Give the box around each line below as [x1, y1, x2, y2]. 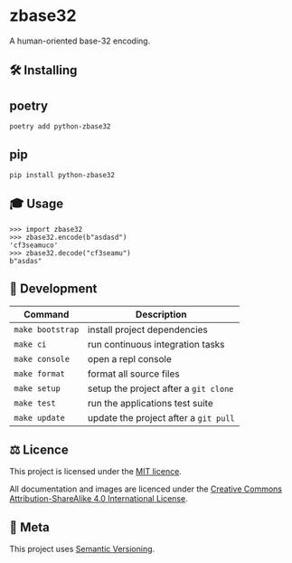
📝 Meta [9, 520, 50, 535]
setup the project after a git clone [87, 382, 234, 395]
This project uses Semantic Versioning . [9, 544, 155, 555]
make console [14, 354, 71, 364]
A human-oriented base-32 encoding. [9, 35, 151, 46]
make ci [14, 339, 47, 349]
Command [24, 308, 70, 320]
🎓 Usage [9, 196, 64, 212]
